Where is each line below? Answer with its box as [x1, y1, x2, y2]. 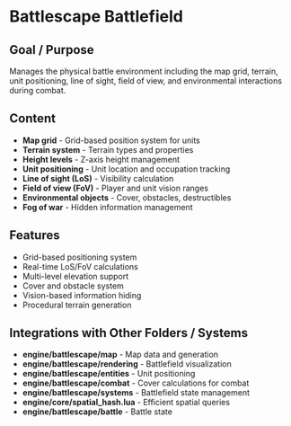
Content [9, 111, 57, 127]
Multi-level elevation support [22, 271, 129, 281]
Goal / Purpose [9, 42, 94, 58]
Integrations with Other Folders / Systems [9, 325, 249, 341]
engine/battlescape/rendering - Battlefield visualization [22, 359, 232, 369]
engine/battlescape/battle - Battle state [22, 406, 173, 417]
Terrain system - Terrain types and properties [22, 144, 194, 155]
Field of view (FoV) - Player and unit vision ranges [22, 182, 209, 193]
